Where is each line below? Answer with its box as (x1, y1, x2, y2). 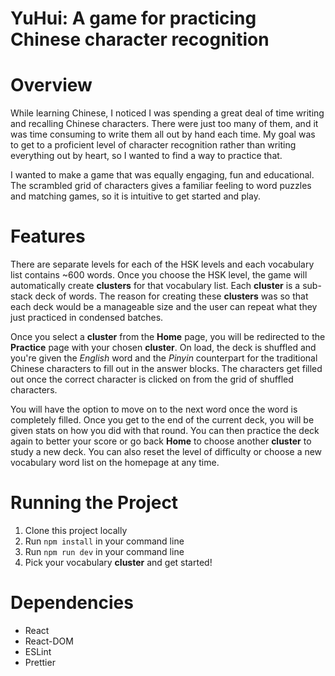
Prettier (24, 656, 56, 668)
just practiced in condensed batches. (10, 312, 164, 324)
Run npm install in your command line (24, 535, 185, 547)
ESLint (24, 645, 52, 657)
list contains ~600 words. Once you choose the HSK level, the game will (10, 269, 308, 281)
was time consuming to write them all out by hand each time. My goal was (10, 128, 316, 141)
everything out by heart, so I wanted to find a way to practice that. (10, 150, 283, 162)
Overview (10, 74, 93, 97)
